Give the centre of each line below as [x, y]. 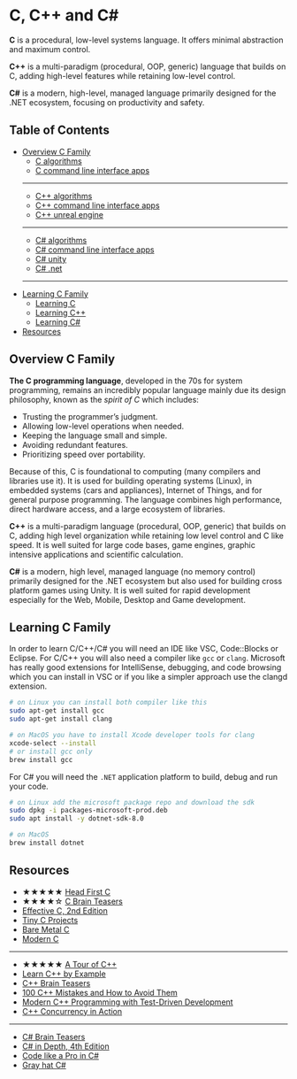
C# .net [49, 268]
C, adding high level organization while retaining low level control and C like [147, 536]
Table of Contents [60, 131]
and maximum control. [50, 49]
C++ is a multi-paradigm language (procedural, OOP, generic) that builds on [148, 526]
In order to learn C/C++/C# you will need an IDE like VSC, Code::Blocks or [144, 649]
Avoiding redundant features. [75, 444]
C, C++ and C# [64, 15]
